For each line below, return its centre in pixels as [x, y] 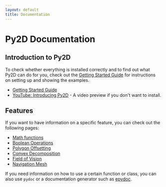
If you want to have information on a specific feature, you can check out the [83, 123]
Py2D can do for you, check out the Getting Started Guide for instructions [80, 75]
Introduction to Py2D [38, 58]
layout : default [22, 10]
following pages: [22, 128]
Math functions [28, 138]
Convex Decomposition [36, 154]
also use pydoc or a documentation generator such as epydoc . [69, 179]
